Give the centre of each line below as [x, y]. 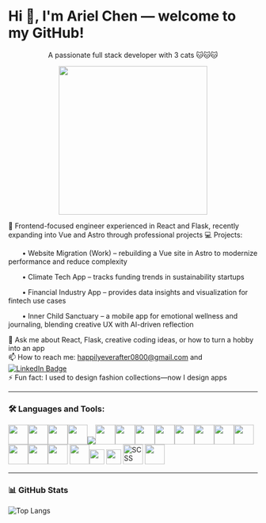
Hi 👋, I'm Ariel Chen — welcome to [122, 16]
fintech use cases [37, 300]
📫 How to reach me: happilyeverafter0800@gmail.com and [106, 357]
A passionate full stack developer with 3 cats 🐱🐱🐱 [133, 55]
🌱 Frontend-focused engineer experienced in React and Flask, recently [124, 226]
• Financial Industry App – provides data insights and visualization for [135, 292]
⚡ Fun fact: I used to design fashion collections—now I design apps [118, 377]
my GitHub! [46, 33]
